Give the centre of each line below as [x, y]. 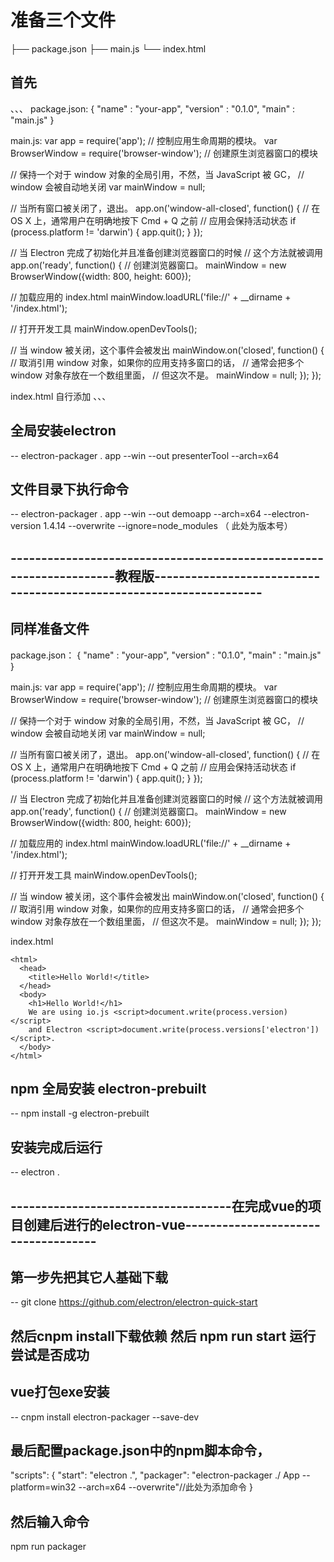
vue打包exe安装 [60, 1392]
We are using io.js [69, 1012]
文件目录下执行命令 [69, 489]
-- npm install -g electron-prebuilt [80, 1113]
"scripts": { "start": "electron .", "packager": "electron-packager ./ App [155, 1475]
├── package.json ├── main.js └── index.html [108, 48]
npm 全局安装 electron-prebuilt [108, 1088]
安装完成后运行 [56, 1147]
